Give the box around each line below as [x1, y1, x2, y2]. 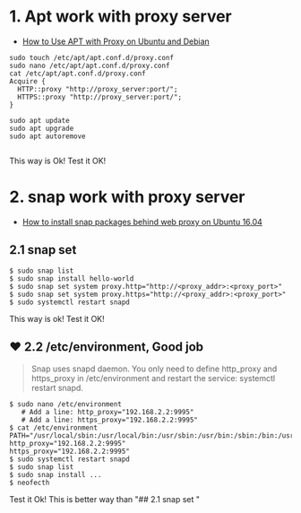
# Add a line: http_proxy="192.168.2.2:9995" [21, 407, 194, 416]
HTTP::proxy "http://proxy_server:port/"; [17, 84, 178, 93]
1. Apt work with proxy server [9, 6, 232, 27]
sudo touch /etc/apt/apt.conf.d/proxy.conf [9, 53, 175, 62]
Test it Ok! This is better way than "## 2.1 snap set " [9, 493, 200, 504]
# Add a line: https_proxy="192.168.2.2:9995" [21, 415, 199, 424]
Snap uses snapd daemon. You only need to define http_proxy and [30, 363, 278, 374]
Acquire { [9, 76, 47, 86]
